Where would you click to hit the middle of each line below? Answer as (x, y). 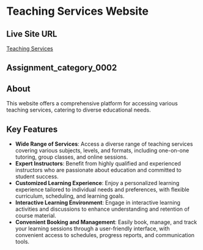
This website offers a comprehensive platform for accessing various (92, 104)
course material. (36, 216)
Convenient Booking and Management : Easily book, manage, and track (106, 222)
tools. (22, 242)
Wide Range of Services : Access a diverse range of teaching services (104, 144)
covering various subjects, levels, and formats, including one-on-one (102, 151)
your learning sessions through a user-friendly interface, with (92, 229)
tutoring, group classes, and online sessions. (72, 157)
